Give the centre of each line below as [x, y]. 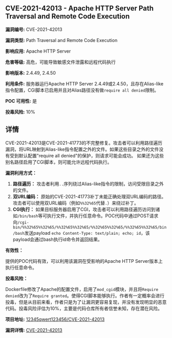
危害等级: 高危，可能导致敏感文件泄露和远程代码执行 [61, 62]
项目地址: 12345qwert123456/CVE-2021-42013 [55, 319]
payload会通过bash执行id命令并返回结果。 [57, 239]
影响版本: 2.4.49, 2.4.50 [31, 73]
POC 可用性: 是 [21, 101]
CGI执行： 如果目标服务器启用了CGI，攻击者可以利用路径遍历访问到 [84, 209]
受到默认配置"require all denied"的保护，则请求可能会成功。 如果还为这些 [87, 155]
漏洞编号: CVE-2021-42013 [34, 29]
